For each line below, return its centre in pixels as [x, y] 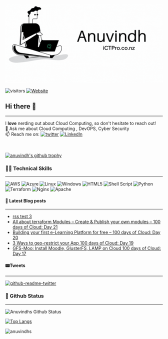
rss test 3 [22, 216]
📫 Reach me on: [22, 134]
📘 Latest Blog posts [26, 200]
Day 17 [19, 253]
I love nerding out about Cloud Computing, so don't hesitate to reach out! [81, 123]
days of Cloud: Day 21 [35, 227]
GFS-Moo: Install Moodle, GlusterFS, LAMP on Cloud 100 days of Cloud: [86, 248]
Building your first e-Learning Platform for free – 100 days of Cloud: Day [86, 232]
